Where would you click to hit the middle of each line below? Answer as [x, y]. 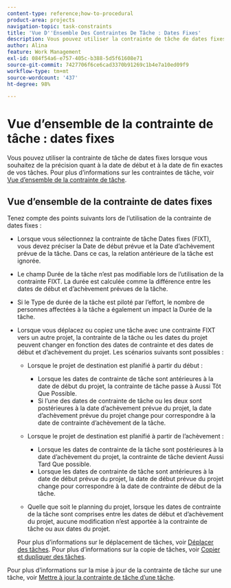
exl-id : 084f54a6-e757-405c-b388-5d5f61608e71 [75, 59]
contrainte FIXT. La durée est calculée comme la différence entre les [114, 281]
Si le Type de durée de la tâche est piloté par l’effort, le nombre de [111, 302]
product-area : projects [41, 20]
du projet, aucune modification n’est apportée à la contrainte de [117, 521]
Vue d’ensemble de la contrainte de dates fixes [110, 202]
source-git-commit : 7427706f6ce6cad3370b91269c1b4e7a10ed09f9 [98, 65]
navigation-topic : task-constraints [59, 26]
